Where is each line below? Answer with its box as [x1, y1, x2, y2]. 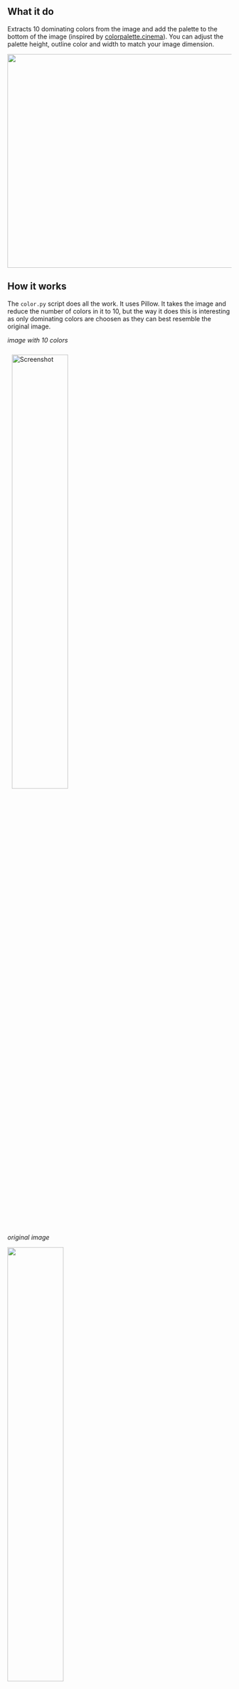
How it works [7, 281, 67, 293]
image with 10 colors [7, 336, 68, 344]
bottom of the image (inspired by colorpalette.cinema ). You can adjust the [7, 32, 224, 41]
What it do [7, 6, 55, 18]
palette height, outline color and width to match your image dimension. [7, 39, 215, 48]
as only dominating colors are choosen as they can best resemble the [7, 314, 211, 323]
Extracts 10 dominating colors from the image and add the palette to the [7, 24, 218, 33]
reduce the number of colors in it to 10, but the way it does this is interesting [7, 306, 230, 316]
